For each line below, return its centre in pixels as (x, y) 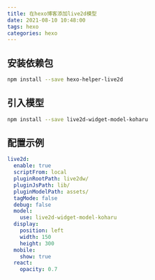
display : (26, 224)
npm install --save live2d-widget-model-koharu (78, 119)
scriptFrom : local (40, 172)
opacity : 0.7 (39, 270)
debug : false (32, 205)
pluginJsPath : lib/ (42, 185)
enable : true (32, 166)
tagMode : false (36, 198)
